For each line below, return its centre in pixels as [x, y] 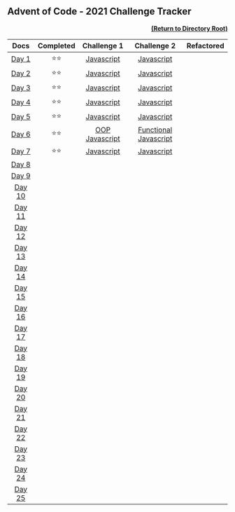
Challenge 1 [103, 46]
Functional [155, 130]
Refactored [205, 46]
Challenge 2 [155, 46]
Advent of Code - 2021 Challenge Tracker [99, 12]
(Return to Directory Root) [190, 28]
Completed [56, 46]
